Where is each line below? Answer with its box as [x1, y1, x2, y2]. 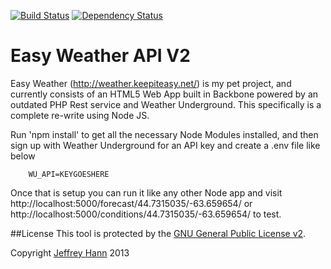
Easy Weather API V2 [10, 45, 191, 67]
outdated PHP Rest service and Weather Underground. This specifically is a [10, 98, 322, 110]
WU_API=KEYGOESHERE [28, 169, 110, 179]
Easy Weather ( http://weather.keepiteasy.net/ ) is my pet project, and [10, 77, 292, 89]
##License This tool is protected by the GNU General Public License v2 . [10, 227, 307, 239]
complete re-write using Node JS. [10, 109, 150, 121]
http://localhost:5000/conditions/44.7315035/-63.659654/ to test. [10, 208, 282, 220]
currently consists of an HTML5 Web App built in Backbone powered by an [10, 88, 319, 100]
